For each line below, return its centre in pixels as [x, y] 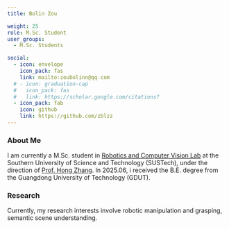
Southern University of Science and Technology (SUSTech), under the [108, 163]
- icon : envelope [39, 65]
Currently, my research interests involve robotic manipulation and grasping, [115, 211]
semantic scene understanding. [52, 218]
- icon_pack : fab [39, 103]
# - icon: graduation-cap [51, 84]
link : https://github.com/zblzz [66, 116]
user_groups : [26, 39]
